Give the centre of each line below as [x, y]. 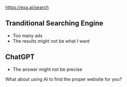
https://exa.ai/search [27, 7]
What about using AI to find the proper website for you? [64, 79]
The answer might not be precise [47, 69]
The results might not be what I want [51, 41]
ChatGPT [20, 57]
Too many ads [28, 36]
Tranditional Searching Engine [54, 23]
